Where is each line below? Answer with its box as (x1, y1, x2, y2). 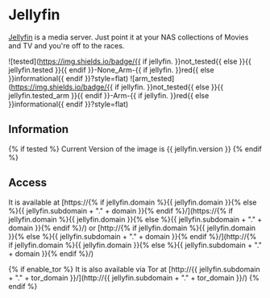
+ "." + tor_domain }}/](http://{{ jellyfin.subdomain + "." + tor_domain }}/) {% (8, 272, 260, 283)
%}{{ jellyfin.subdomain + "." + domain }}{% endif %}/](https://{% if (8, 205, 234, 215)
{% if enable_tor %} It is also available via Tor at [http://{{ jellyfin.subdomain (8, 264, 260, 274)
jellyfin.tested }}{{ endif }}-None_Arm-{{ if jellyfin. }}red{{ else (8, 64, 215, 74)
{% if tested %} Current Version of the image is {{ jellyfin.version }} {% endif (8, 143, 262, 154)
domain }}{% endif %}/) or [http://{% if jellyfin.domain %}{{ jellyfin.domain (8, 223, 256, 233)
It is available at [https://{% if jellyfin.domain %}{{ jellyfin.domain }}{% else (8, 197, 257, 207)
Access (8, 176, 47, 190)
